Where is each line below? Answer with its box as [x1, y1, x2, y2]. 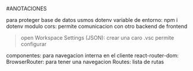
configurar [20, 41, 47, 47]
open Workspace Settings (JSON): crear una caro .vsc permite [20, 34, 174, 41]
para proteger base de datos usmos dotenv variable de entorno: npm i [6, 17, 178, 23]
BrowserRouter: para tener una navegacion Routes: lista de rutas [6, 59, 164, 65]
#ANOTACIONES [6, 5, 48, 12]
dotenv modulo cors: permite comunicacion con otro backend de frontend [6, 23, 188, 30]
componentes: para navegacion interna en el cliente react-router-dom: [6, 52, 179, 59]
